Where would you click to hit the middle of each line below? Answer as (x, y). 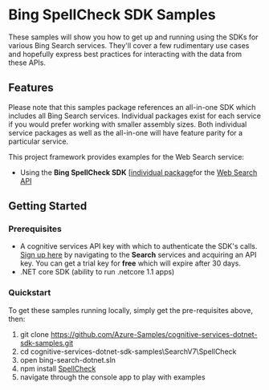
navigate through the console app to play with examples (113, 377)
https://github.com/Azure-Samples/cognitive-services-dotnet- (154, 334)
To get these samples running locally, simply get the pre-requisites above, (130, 310)
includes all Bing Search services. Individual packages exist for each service (135, 116)
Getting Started (48, 206)
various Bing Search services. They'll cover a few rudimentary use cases (129, 45)
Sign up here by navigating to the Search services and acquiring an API (138, 255)
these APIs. (27, 63)
